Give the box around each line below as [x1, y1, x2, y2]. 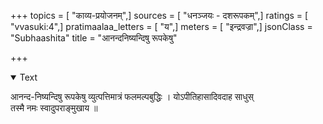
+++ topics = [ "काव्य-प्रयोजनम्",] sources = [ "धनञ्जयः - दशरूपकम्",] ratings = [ [10, 10, 309, 21]
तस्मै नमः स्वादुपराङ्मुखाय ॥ [10, 102, 98, 114]
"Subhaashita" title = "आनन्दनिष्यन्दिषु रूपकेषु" [10, 32, 178, 44]
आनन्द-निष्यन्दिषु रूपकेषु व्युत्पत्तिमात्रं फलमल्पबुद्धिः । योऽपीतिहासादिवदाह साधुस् [10, 91, 254, 102]
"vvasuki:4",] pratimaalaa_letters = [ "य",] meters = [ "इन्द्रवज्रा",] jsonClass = [10, 21, 313, 32]
